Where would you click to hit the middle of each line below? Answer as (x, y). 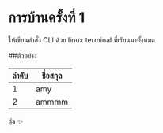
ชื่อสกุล (52, 76)
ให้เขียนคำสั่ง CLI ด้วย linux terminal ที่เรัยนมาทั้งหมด (82, 39)
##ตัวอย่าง (23, 55)
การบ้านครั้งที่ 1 (47, 18)
